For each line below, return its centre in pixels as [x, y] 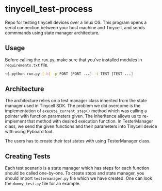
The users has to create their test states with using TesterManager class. [78, 141]
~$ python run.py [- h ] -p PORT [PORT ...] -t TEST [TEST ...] [69, 74]
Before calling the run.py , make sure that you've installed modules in [73, 60]
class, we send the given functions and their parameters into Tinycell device [81, 126]
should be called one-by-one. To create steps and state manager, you [75, 173]
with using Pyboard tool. [29, 132]
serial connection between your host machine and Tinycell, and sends [75, 27]
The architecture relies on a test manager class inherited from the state [76, 101]
